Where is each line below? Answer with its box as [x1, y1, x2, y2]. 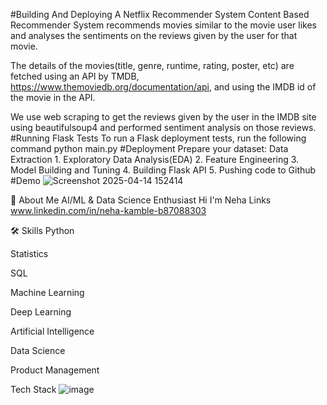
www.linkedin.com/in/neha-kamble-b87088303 [10, 205, 207, 216]
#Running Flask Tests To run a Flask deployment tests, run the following [10, 132, 307, 144]
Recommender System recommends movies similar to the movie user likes [10, 19, 318, 31]
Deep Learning [10, 306, 72, 318]
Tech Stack [10, 384, 57, 395]
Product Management [10, 364, 100, 376]
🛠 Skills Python [10, 225, 75, 236]
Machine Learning [10, 287, 85, 298]
